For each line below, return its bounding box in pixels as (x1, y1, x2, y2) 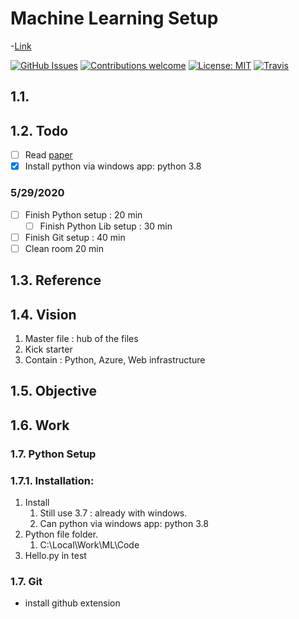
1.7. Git (10, 574, 43, 588)
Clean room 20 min (24, 242, 105, 254)
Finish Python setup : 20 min (24, 208, 143, 221)
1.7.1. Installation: (10, 473, 95, 487)
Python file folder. (24, 528, 99, 541)
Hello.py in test (24, 550, 87, 562)
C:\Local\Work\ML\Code (39, 539, 140, 551)
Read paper (24, 149, 73, 161)
